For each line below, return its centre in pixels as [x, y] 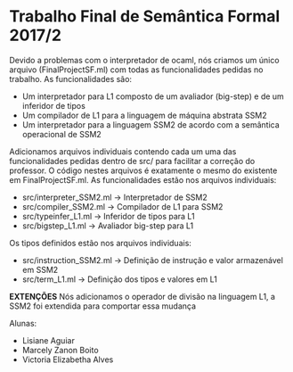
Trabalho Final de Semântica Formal [145, 17]
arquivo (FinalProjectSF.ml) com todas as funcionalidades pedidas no [136, 70]
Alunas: [23, 323]
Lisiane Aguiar [49, 340]
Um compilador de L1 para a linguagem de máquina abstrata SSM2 [144, 115]
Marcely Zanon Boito [61, 350]
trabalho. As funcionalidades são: [70, 79]
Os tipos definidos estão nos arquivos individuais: [100, 243]
